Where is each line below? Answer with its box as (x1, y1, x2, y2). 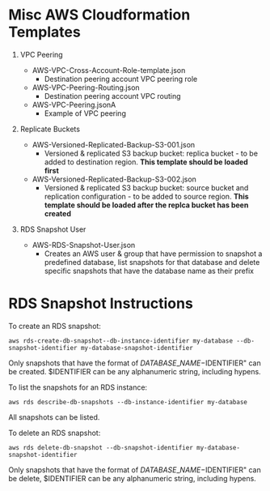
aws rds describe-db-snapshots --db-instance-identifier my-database (8, 398, 248, 406)
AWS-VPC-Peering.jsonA (32, 100, 116, 109)
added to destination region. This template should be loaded (44, 156, 248, 167)
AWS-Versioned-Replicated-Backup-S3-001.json (32, 139, 196, 149)
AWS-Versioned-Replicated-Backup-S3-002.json (32, 174, 196, 184)
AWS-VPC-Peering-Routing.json (32, 83, 140, 92)
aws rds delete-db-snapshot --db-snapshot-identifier (8, 443, 194, 451)
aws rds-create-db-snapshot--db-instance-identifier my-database (8, 336, 233, 345)
